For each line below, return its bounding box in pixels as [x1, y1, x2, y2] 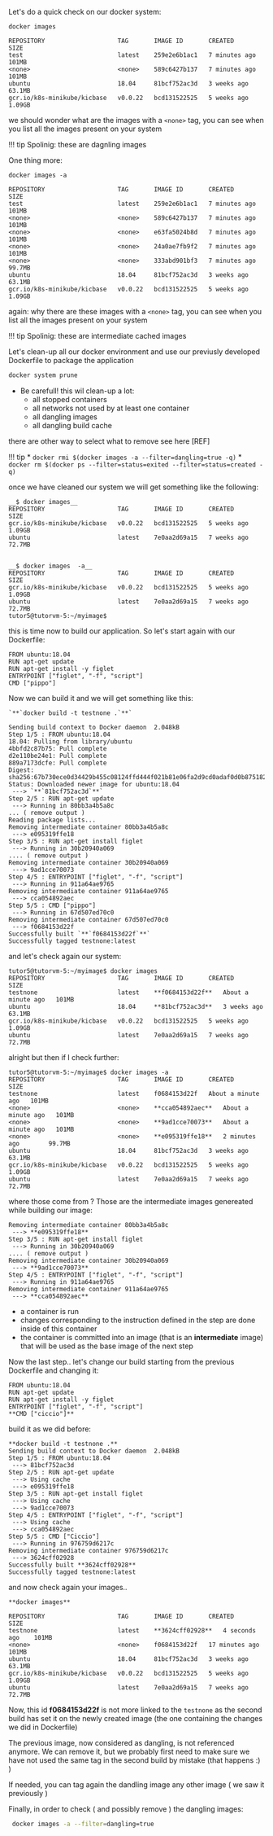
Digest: [8, 765, 35, 774]
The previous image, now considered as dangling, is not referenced [8, 1737, 235, 1747]
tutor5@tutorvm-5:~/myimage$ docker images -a [8, 1068, 169, 1076]
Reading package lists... [8, 816, 96, 824]
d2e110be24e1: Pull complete [8, 751, 107, 760]
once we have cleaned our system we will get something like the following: [8, 482, 258, 492]
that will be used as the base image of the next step [19, 1341, 193, 1351]
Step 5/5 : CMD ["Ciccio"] [8, 1532, 100, 1540]
